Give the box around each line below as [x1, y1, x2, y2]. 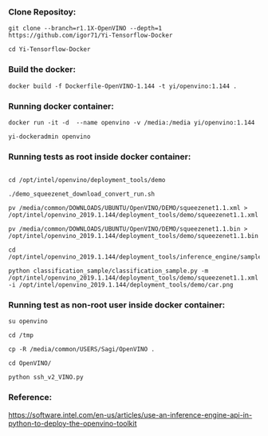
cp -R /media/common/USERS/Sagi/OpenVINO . [8, 346, 156, 354]
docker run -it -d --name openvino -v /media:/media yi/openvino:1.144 [8, 118, 255, 126]
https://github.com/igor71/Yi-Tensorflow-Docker [8, 31, 173, 40]
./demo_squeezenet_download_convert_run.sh [8, 190, 156, 198]
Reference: [8, 392, 53, 403]
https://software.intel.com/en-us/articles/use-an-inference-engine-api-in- [8, 410, 253, 419]
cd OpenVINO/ [8, 359, 52, 367]
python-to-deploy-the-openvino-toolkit [8, 418, 137, 428]
